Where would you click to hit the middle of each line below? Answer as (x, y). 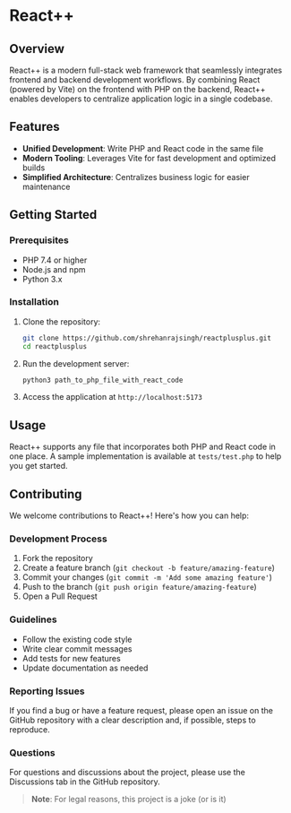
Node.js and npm (54, 269)
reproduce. (30, 729)
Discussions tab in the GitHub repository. (85, 782)
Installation (34, 302)
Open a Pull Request (60, 596)
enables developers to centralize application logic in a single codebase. (141, 99)
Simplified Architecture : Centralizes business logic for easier (136, 177)
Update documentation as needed (85, 668)
